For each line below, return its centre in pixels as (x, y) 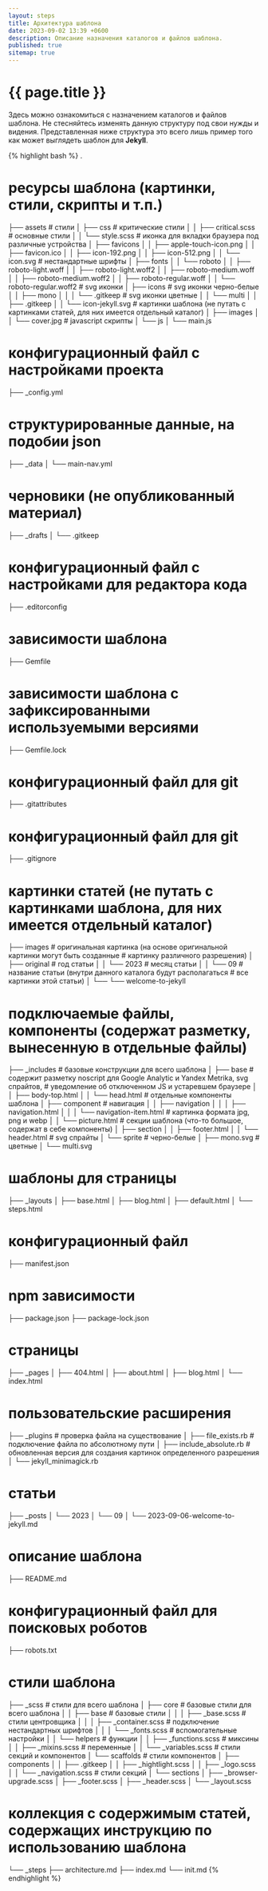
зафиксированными (79, 710)
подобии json (55, 442)
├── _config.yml (36, 392)
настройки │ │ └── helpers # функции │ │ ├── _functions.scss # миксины (134, 1738)
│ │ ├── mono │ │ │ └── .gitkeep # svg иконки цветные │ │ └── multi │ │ (133, 295)
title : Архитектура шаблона (55, 23)
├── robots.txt (33, 1650)
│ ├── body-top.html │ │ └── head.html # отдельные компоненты (120, 1095)
